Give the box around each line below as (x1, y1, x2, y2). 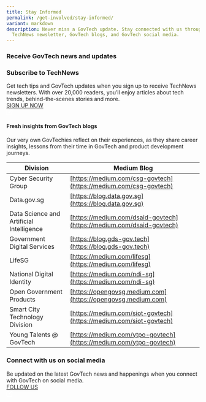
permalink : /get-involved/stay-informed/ (6, 15, 114, 21)
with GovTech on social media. (6, 376, 84, 384)
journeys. (6, 149, 31, 156)
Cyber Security (9, 174, 53, 183)
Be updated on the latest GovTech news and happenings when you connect (6, 370, 198, 377)
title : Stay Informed (6, 9, 62, 15)
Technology (9, 313, 44, 321)
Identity (9, 277, 32, 286)
